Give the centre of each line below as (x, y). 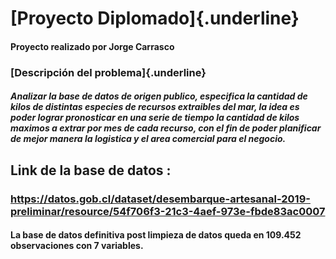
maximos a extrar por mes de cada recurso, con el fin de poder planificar (166, 128)
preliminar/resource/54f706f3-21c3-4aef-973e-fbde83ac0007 (168, 211)
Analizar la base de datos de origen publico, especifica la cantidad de (159, 96)
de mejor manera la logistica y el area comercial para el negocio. (148, 139)
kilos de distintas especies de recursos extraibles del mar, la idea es (155, 107)
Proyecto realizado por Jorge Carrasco (92, 46)
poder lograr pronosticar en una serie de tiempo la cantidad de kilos (155, 118)
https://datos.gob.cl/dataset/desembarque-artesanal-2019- (160, 199)
